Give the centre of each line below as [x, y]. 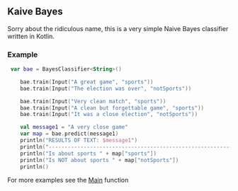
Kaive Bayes [35, 12]
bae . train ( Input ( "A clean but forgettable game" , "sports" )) [112, 108]
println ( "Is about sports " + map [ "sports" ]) [89, 154]
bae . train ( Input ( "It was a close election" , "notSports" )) [109, 115]
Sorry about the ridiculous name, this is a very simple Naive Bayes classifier [118, 28]
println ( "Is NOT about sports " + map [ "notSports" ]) [100, 160]
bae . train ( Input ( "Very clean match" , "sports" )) [93, 101]
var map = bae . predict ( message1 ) [69, 134]
